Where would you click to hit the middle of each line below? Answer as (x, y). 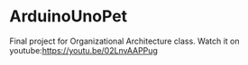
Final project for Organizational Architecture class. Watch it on (124, 41)
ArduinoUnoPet (69, 16)
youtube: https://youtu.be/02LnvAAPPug (83, 50)
